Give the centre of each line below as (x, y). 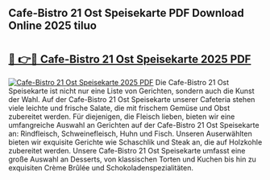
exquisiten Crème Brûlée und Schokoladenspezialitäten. (101, 168)
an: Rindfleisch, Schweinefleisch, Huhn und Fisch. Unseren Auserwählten (130, 133)
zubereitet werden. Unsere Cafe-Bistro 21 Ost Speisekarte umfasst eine (127, 151)
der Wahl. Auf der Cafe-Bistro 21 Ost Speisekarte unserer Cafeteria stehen (132, 99)
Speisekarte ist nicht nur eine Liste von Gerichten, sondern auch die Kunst (131, 91)
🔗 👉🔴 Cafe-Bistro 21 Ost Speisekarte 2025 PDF (130, 59)
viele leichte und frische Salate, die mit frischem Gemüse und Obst (119, 108)
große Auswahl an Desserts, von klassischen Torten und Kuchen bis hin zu (132, 159)
